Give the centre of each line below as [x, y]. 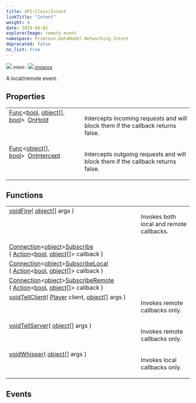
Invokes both [158, 217]
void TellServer [29, 326]
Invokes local [159, 360]
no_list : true [23, 50]
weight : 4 [18, 22]
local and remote [164, 224]
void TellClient [28, 297]
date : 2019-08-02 [27, 28]
